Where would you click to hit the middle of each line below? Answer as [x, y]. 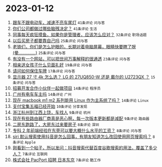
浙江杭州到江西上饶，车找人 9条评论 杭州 [52, 112]
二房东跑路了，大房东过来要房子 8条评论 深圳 [56, 124]
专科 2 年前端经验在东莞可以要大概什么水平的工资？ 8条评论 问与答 [77, 130]
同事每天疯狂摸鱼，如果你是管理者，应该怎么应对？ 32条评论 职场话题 [80, 34]
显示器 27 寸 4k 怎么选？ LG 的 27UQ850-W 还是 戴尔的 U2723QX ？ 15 [84, 77]
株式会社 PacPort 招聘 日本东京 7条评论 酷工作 [57, 160]
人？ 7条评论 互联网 [30, 153]
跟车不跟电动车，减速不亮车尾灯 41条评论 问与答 [59, 22]
